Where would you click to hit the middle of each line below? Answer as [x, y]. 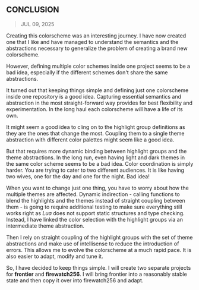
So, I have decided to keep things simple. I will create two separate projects [99, 267]
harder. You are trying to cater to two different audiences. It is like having [95, 170]
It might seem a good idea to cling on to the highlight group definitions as [96, 127]
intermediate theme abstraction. [45, 226]
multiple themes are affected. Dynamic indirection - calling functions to [93, 194]
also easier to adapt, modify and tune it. [55, 256]
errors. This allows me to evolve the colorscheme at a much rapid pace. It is [99, 250]
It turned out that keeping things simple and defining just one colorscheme [97, 90]
